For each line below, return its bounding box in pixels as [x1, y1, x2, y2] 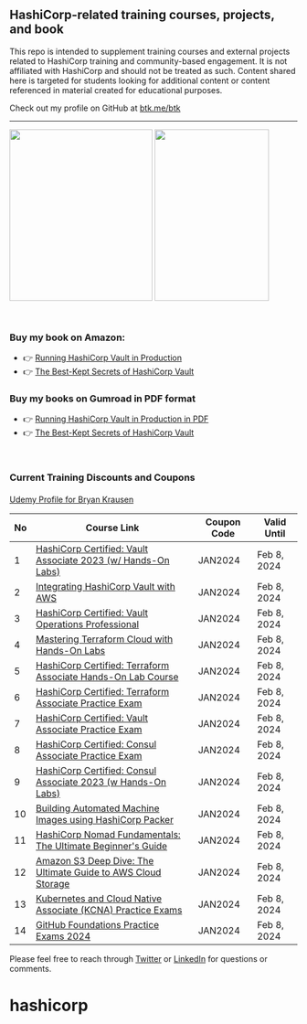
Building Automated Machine [36, 802, 160, 815]
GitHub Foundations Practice [36, 918, 160, 931]
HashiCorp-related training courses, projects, [9, 7, 275, 23]
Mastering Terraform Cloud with [36, 633, 174, 645]
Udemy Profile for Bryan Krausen [9, 494, 134, 505]
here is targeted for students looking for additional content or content [9, 75, 270, 86]
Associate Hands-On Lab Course [36, 670, 179, 683]
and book [9, 22, 64, 37]
